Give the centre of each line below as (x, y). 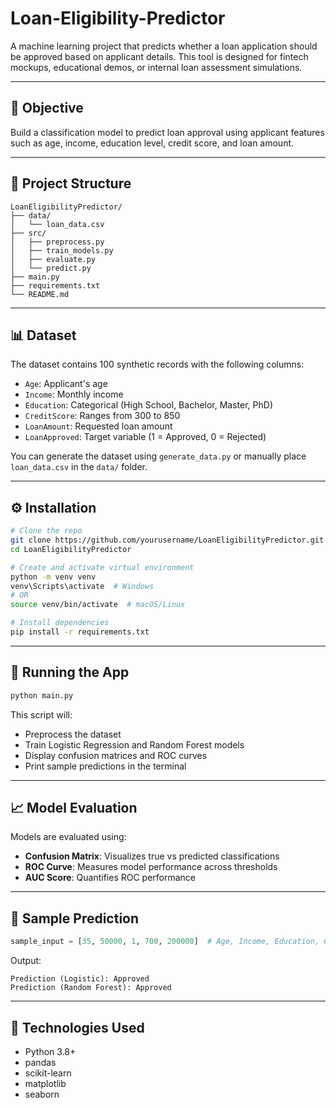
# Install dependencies (60, 623)
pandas (40, 1062)
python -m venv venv (53, 577)
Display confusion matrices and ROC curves (116, 755)
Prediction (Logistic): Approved (80, 979)
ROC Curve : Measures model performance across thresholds (151, 867)
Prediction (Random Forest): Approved (91, 988)
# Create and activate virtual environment (102, 567)
